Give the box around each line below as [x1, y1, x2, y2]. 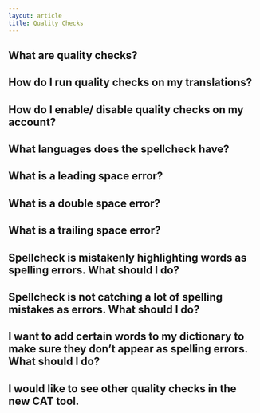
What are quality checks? [8, 49, 138, 62]
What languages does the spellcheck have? [8, 143, 230, 156]
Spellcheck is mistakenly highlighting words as [8, 250, 247, 264]
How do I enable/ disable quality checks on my [8, 103, 244, 116]
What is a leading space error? [8, 169, 163, 183]
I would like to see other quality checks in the [8, 382, 237, 395]
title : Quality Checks [8, 19, 84, 27]
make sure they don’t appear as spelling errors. [8, 342, 249, 356]
